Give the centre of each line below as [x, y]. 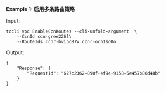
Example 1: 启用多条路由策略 [40, 9]
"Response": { [34, 68]
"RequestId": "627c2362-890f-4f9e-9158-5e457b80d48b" [94, 73]
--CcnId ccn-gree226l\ [44, 37]
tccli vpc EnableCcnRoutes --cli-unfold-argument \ [72, 31]
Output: [15, 52]
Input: [13, 21]
